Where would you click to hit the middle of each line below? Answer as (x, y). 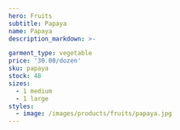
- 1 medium (34, 91)
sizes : (19, 83)
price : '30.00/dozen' (45, 61)
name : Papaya (30, 31)
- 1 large (32, 98)
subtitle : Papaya (38, 24)
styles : (21, 106)
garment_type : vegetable (50, 54)
